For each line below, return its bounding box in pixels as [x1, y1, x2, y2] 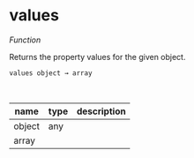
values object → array [9, 68, 93, 78]
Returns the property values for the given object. [9, 51, 186, 62]
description [76, 105, 126, 117]
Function [9, 34, 41, 45]
